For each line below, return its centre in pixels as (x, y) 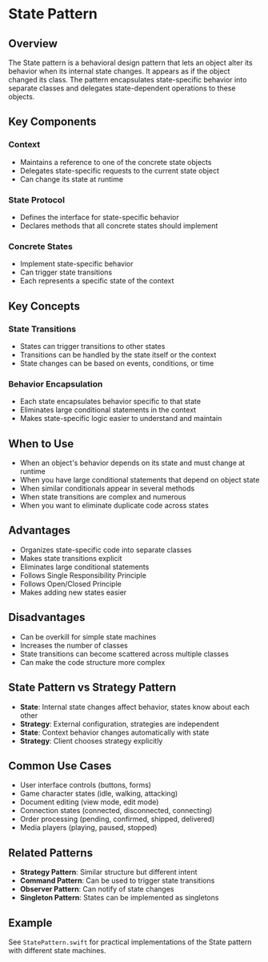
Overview (33, 44)
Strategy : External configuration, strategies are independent (120, 724)
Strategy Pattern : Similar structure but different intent (108, 872)
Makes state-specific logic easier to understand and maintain (121, 419)
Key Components (52, 122)
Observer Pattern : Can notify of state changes (97, 889)
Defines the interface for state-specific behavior (99, 217)
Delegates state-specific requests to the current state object (120, 170)
